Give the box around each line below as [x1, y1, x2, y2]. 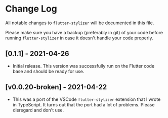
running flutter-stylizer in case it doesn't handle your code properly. [5, 35, 153, 41]
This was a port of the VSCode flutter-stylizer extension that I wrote [12, 96, 161, 102]
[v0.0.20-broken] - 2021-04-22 [5, 83, 107, 91]
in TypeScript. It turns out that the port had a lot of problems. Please [12, 101, 155, 107]
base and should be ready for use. [12, 68, 85, 74]
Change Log [5, 3, 57, 15]
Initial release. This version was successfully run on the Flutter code [12, 63, 155, 69]
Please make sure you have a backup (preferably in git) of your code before [5, 29, 163, 35]
